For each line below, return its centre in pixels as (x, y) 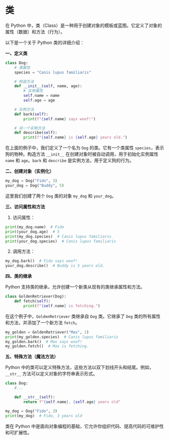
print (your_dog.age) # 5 (32, 232)
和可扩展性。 (18, 432)
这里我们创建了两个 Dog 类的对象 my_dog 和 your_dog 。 (61, 196)
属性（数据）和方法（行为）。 (35, 31)
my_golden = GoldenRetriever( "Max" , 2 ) (47, 332)
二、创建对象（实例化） (30, 171)
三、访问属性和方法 (25, 206)
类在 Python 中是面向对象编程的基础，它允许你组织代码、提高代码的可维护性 (84, 426)
